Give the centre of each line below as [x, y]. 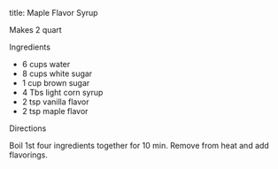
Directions [28, 128]
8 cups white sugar [57, 73]
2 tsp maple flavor [55, 111]
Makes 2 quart [35, 30]
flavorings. [29, 155]
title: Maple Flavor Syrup [54, 13]
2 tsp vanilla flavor [56, 102]
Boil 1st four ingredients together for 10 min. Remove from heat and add [139, 146]
